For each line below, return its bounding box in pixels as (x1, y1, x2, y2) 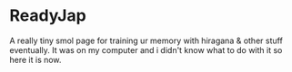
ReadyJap (9, 5, 86, 26)
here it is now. (9, 54, 62, 65)
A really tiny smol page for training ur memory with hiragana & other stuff (9, 35, 284, 46)
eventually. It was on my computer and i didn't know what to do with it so (9, 44, 283, 55)
